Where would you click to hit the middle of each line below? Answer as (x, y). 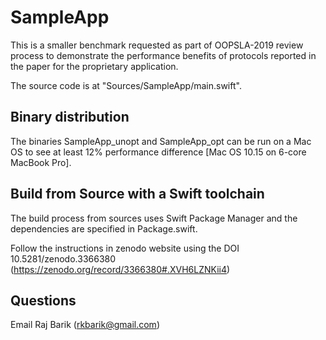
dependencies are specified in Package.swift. (104, 228)
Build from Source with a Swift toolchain (137, 194)
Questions (43, 300)
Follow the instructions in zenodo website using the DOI (125, 248)
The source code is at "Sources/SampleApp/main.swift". (126, 85)
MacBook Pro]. (41, 162)
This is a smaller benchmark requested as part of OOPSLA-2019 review (157, 45)
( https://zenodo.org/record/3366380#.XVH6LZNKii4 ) (120, 269)
